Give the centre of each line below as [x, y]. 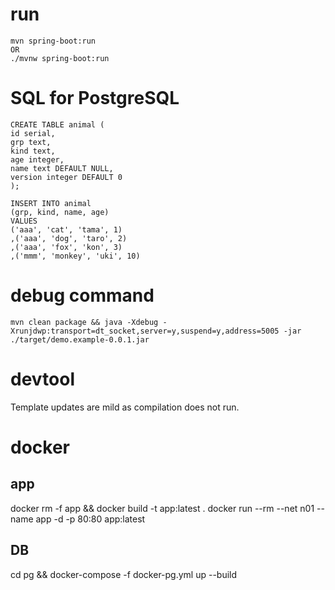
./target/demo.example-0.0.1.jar [80, 339]
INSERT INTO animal [51, 203]
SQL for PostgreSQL [95, 98]
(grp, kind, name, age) [60, 212]
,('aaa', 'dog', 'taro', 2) [69, 238]
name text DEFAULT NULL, [62, 168]
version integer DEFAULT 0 [66, 177]
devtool [43, 379]
